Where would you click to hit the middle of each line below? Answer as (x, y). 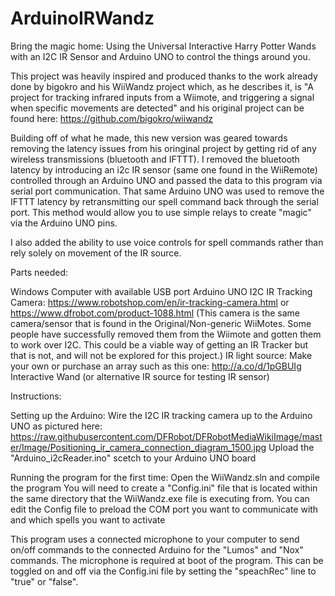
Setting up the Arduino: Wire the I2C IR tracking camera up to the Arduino (161, 415)
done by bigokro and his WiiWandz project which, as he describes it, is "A (162, 86)
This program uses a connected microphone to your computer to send (155, 539)
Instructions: (36, 396)
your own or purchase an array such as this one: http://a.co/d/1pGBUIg (156, 366)
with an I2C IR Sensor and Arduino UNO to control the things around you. (160, 56)
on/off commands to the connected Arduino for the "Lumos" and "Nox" (157, 549)
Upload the (291, 447)
